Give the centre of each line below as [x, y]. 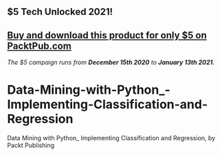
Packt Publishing [31, 145]
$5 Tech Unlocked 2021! [60, 12]
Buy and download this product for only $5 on [107, 35]
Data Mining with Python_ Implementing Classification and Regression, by [111, 138]
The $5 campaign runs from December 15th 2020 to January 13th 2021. [111, 62]
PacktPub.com [40, 45]
